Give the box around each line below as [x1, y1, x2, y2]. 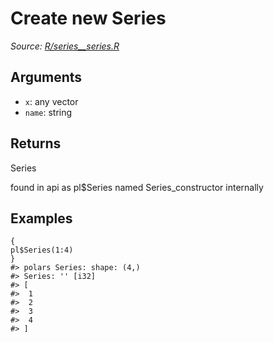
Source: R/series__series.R [10, 40, 120, 52]
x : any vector [24, 95, 79, 107]
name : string [24, 106, 73, 118]
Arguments [10, 69, 83, 86]
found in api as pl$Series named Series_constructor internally [10, 181, 264, 193]
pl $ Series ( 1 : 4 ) [10, 245, 74, 256]
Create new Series [10, 7, 167, 30]
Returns [10, 135, 62, 152]
